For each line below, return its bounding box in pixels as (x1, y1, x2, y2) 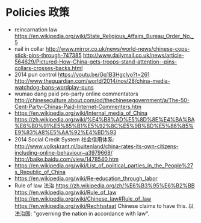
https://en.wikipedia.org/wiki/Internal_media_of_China (14, 109, 148, 117)
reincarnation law (14, 25, 58, 33)
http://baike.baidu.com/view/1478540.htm (14, 155, 119, 163)
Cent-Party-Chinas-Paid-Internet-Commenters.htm (14, 103, 142, 110)
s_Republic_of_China (14, 168, 66, 175)
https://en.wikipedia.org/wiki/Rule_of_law (14, 189, 117, 196)
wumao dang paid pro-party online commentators (14, 90, 139, 97)
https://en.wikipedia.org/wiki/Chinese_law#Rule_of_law (14, 195, 152, 202)
